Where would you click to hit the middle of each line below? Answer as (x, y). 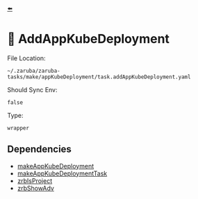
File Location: (27, 58)
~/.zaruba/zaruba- (34, 71)
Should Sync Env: (32, 89)
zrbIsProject (35, 180)
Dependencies (39, 149)
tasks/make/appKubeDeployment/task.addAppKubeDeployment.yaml (99, 77)
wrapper (18, 128)
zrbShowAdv (35, 188)
